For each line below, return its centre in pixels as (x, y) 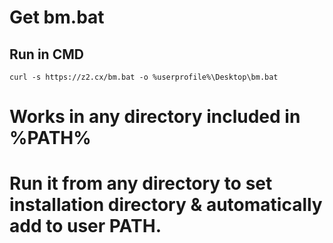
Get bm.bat (57, 17)
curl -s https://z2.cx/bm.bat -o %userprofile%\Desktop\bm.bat (144, 77)
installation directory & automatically (166, 205)
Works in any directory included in (155, 117)
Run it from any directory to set (141, 183)
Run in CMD (46, 54)
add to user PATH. (85, 226)
